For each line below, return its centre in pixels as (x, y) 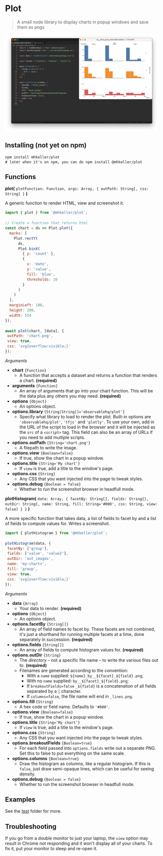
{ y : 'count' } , (39, 254)
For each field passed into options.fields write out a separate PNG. (88, 748)
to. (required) (33, 665)
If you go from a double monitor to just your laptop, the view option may (77, 838)
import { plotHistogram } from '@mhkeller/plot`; (56, 533)
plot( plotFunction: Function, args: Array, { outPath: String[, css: (77, 188)
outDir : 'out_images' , (30, 559)
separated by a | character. (54, 691)
